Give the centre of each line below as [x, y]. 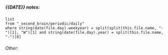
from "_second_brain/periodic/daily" [45, 23]
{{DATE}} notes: [23, 7]
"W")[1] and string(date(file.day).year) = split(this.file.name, [92, 32]
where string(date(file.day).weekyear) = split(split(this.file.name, [81, 28]
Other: [12, 48]
